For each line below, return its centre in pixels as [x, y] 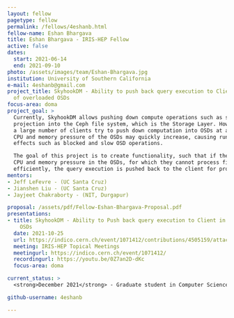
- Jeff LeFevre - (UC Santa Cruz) [57, 182]
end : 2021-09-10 [37, 66]
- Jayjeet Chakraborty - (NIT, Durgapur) [68, 195]
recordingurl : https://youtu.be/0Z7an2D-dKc [79, 259]
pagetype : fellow [32, 20]
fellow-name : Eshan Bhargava [49, 33]
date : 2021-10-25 [39, 233]
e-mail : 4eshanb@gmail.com [46, 85]
